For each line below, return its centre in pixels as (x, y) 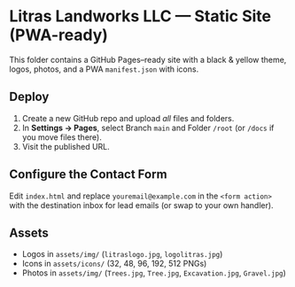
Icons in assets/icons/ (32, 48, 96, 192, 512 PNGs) (114, 264)
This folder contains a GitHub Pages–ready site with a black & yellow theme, (148, 59)
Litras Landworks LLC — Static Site (140, 16)
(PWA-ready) (59, 35)
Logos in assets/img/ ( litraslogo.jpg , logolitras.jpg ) (122, 254)
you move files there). (62, 137)
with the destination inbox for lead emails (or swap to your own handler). (141, 205)
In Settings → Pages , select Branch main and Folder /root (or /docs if (148, 128)
